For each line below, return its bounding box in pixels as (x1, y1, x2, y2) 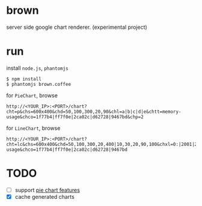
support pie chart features (14, 186, 80, 193)
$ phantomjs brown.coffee (6, 81, 71, 87)
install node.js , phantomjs (6, 64, 69, 71)
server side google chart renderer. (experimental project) (6, 23, 147, 31)
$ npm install (6, 76, 42, 82)
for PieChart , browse (6, 91, 58, 99)
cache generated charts (14, 193, 75, 200)
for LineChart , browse (6, 124, 61, 132)
